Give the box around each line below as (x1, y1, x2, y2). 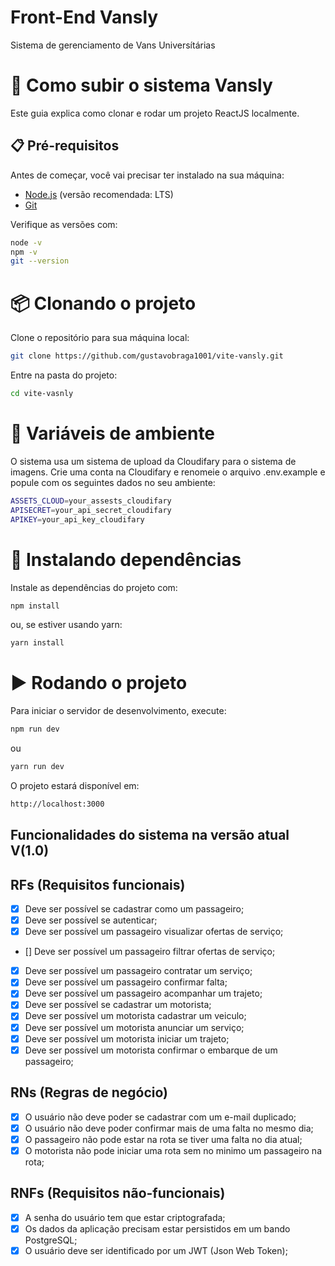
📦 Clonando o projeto (10, 292, 197, 315)
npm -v (10, 247, 38, 257)
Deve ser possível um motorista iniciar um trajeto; (24, 1032, 230, 1045)
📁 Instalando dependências (10, 548, 242, 571)
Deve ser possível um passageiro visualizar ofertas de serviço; (24, 926, 284, 938)
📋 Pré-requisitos (10, 137, 120, 155)
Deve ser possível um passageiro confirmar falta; (24, 976, 228, 988)
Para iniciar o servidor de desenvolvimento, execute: (10, 705, 227, 717)
